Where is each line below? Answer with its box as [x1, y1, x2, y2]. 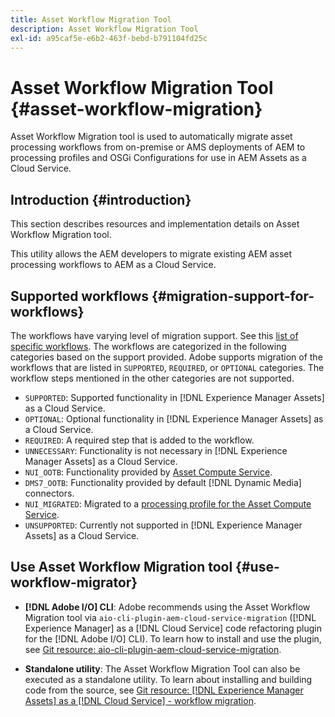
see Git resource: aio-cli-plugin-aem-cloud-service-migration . [24, 643, 282, 655]
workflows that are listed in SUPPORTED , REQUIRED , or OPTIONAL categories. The [10, 361, 325, 373]
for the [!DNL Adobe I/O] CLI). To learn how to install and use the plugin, [24, 632, 322, 645]
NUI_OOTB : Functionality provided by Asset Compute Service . [24, 466, 273, 478]
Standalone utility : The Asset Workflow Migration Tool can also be [24, 662, 301, 675]
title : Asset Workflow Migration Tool [10, 14, 172, 25]
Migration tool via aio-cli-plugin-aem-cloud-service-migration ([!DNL [24, 611, 317, 623]
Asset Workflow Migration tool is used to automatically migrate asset [10, 131, 293, 143]
